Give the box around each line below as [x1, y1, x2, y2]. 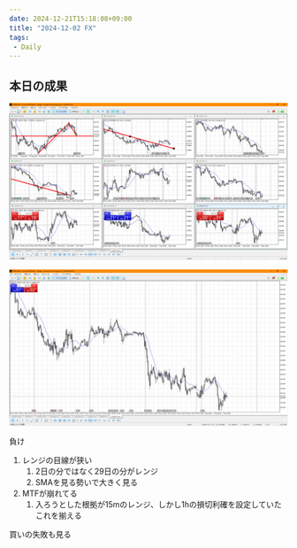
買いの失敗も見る [9, 529, 72, 540]
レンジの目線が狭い [21, 455, 93, 466]
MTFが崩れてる [21, 488, 78, 499]
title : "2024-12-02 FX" [9, 23, 97, 33]
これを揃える [34, 510, 82, 521]
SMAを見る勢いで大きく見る [34, 477, 139, 488]
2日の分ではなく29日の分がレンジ [34, 466, 159, 477]
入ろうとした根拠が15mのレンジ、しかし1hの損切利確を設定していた [34, 499, 282, 510]
